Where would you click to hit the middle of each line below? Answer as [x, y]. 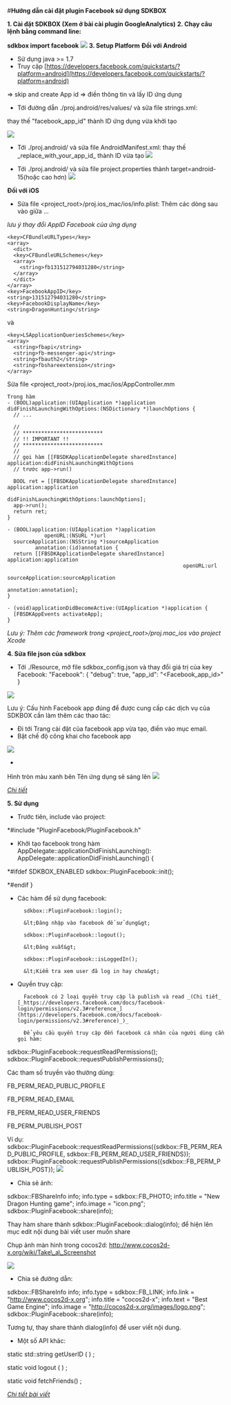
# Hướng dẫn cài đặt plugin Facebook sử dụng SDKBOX [87, 11]
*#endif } [20, 885]
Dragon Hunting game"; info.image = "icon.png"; [77, 1203]
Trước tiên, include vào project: [61, 817]
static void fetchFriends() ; [44, 1381]
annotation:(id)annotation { [77, 548]
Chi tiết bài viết [29, 1394]
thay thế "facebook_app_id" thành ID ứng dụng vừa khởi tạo [92, 121]
